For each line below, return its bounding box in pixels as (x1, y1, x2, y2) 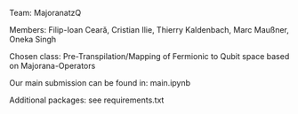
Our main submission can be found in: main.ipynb (9, 78, 191, 87)
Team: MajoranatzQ (9, 8, 82, 18)
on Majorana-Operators (9, 61, 96, 71)
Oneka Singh (9, 34, 57, 44)
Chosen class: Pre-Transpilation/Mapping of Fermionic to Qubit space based (9, 51, 290, 61)
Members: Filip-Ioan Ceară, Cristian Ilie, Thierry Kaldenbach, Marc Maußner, (9, 25, 289, 34)
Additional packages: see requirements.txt (9, 95, 165, 105)
